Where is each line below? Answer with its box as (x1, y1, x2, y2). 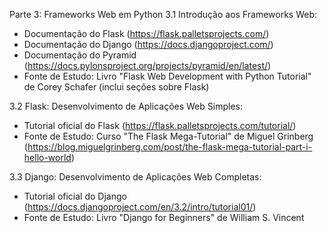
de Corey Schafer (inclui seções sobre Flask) (23, 81, 210, 93)
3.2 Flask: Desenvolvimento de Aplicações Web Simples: (9, 100, 243, 112)
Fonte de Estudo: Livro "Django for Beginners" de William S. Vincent (23, 212, 305, 223)
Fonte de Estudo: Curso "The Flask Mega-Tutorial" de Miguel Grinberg (23, 130, 314, 142)
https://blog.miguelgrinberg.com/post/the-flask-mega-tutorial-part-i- (27, 141, 313, 153)
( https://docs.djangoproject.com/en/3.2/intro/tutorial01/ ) (23, 201, 257, 213)
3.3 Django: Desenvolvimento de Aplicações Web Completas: (9, 171, 262, 183)
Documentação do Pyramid (23, 49, 137, 61)
